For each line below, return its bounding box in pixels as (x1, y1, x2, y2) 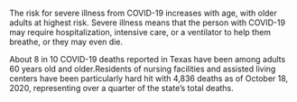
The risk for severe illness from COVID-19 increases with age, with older (9, 8, 278, 18)
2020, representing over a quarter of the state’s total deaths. (9, 83, 235, 93)
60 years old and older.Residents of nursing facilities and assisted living (9, 63, 276, 74)
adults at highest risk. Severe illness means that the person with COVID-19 (9, 17, 286, 28)
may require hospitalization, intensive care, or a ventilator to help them (9, 27, 272, 37)
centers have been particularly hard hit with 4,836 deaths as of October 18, (9, 73, 289, 84)
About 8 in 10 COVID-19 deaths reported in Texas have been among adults (9, 54, 286, 64)
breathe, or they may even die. (9, 36, 124, 47)
